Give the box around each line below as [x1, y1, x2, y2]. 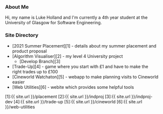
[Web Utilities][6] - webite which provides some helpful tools [12, 84, 134, 90]
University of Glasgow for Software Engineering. [5, 20, 102, 26]
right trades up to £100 [12, 68, 58, 74]
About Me [5, 3, 29, 10]
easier [12, 79, 25, 85]
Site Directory [5, 32, 39, 39]
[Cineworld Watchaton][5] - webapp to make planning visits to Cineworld [12, 74, 159, 80]
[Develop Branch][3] [19, 58, 61, 64]
